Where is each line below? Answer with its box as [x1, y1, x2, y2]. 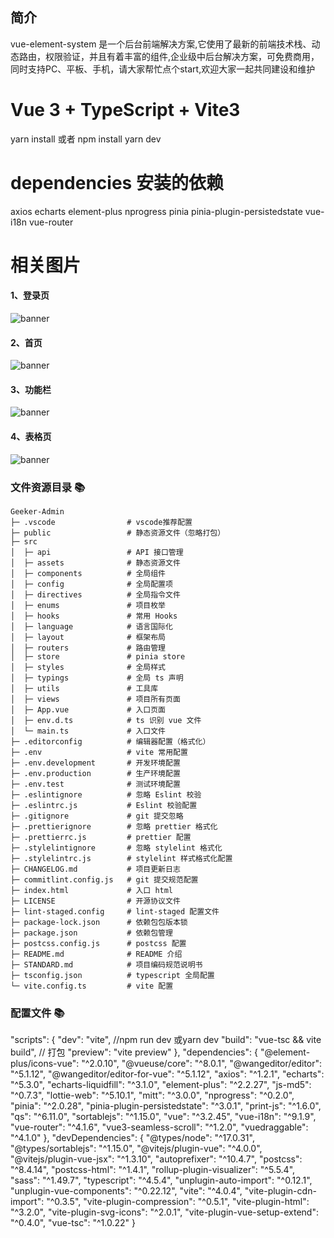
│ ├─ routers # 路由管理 [10, 643, 167, 653]
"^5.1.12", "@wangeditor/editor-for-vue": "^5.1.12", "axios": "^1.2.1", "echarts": [10, 1068, 325, 1080]
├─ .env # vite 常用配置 [10, 747, 188, 757]
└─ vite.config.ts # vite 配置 [10, 981, 174, 991]
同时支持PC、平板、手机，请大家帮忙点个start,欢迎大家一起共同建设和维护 [10, 63, 316, 75]
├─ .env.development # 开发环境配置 [10, 758, 181, 768]
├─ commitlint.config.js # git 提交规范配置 [10, 874, 199, 885]
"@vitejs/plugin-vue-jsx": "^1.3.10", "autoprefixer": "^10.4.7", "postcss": [10, 1153, 303, 1165]
